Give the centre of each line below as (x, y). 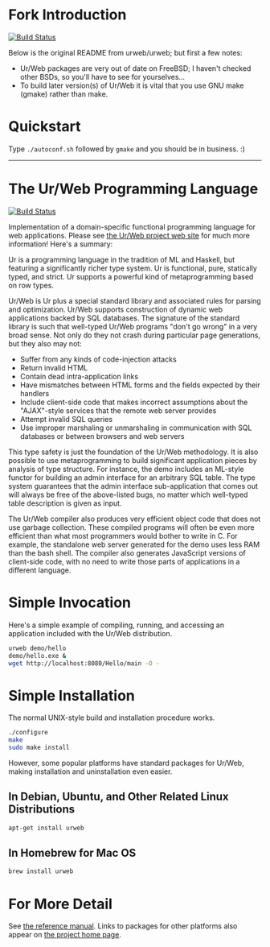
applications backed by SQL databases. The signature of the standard (124, 318)
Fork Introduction (67, 15)
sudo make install (39, 748)
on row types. (31, 285)
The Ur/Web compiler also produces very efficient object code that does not (135, 519)
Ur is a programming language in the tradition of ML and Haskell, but (122, 259)
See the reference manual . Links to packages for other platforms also (123, 926)
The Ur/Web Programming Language (133, 189)
